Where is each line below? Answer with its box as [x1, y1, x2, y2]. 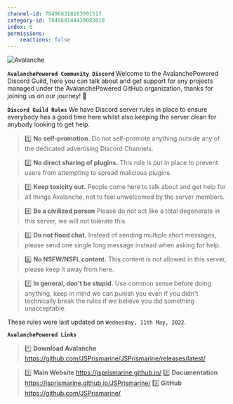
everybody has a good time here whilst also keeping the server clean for [7, 113, 217, 122]
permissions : [7, 30, 46, 37]
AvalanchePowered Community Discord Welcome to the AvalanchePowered [7, 70, 219, 78]
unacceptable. [24, 304, 67, 313]
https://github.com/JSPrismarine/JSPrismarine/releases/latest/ [24, 354, 206, 363]
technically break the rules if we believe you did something [24, 297, 195, 306]
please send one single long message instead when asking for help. [24, 241, 221, 249]
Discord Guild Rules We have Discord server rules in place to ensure [7, 105, 208, 114]
